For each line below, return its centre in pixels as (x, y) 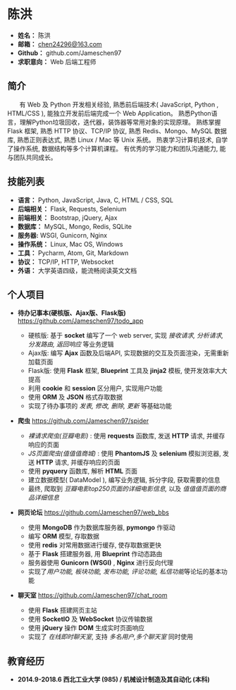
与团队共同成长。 (32, 157)
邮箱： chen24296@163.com (60, 44)
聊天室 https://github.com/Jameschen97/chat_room (92, 596)
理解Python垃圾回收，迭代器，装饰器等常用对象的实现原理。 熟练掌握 (120, 122)
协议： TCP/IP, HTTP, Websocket (66, 261)
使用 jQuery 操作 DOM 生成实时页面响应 (86, 628)
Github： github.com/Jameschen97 (69, 53)
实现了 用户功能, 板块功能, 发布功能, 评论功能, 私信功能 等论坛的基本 (125, 572)
